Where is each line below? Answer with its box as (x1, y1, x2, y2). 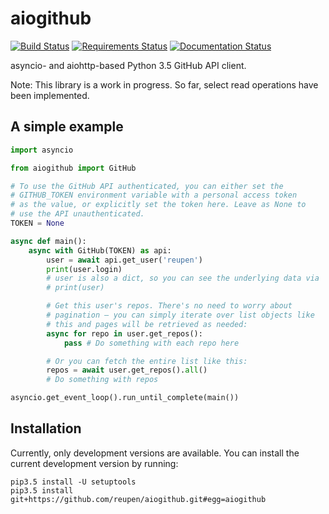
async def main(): (10, 236, 87, 246)
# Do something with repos (46, 375, 159, 385)
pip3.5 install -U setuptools (10, 477, 137, 487)
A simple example (10, 118, 124, 136)
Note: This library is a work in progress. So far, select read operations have (10, 78, 319, 91)
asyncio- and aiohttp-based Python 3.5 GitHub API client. (10, 59, 247, 71)
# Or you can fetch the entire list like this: (46, 356, 248, 366)
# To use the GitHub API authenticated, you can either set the (10, 181, 284, 191)
